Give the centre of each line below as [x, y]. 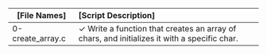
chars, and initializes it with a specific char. [158, 38]
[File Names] [42, 15]
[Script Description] [117, 15]
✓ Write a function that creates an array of [157, 29]
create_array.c [39, 38]
